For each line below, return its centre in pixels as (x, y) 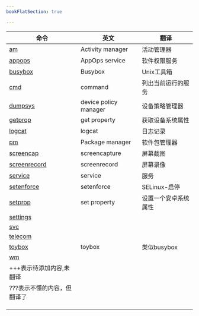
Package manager (106, 142)
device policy (99, 102)
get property (98, 119)
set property (98, 202)
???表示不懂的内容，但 (41, 287)
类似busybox (160, 247)
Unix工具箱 (157, 72)
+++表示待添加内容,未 (39, 268)
